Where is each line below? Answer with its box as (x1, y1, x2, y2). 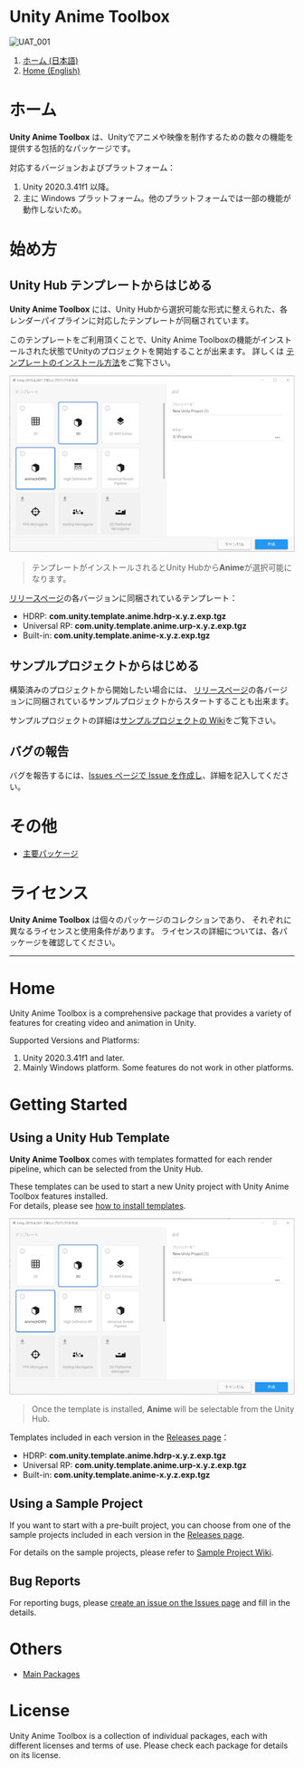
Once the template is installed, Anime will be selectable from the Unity (31, 1404, 295, 1415)
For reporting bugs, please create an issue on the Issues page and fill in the (9, 1598, 291, 1609)
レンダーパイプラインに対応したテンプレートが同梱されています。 (9, 314, 254, 325)
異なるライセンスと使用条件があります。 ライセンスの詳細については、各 (9, 926, 280, 937)
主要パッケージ (22, 847, 79, 858)
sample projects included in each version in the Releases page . (9, 1530, 245, 1541)
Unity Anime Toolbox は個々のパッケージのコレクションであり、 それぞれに (9, 914, 292, 925)
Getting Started (9, 1094, 128, 1115)
